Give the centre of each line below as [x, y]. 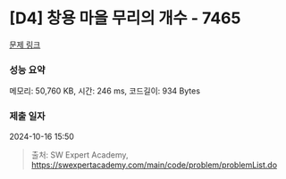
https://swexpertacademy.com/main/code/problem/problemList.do [154, 165]
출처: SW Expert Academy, [80, 155]
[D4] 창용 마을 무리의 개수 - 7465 [125, 18]
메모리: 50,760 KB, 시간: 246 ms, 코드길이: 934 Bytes [105, 91]
